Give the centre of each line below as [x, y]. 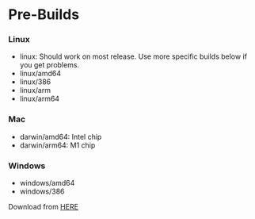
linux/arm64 [40, 99]
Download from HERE [44, 207]
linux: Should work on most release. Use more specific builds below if [133, 56]
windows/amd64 [47, 183]
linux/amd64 [40, 74]
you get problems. [49, 65]
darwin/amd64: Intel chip [61, 136]
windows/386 [42, 191]
